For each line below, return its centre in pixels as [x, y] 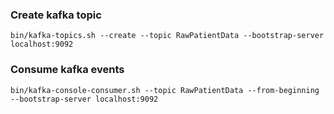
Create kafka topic [56, 15]
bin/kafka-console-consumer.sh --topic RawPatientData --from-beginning [165, 90]
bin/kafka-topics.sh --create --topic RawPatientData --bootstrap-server [167, 36]
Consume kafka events [67, 70]
